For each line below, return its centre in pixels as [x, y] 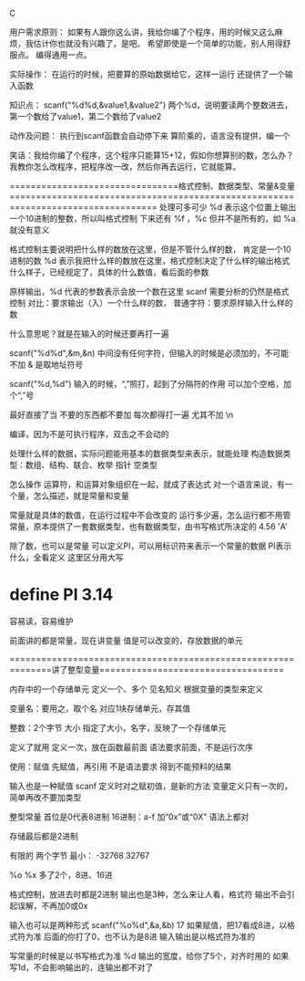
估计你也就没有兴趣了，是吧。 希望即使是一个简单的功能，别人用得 [158, 43]
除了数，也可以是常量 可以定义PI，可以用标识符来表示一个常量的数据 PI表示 [151, 546]
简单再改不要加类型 [46, 797]
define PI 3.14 [61, 595]
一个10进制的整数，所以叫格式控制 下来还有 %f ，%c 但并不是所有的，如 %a [152, 219]
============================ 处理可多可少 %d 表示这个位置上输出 [153, 207]
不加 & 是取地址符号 [46, 365]
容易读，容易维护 [41, 621]
